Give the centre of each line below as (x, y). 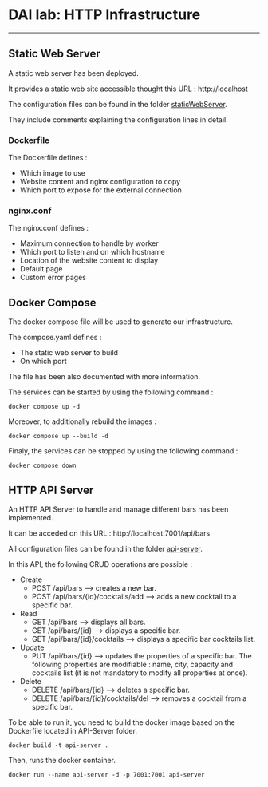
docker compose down (43, 466)
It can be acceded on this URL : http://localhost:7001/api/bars (109, 533)
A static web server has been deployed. (74, 73)
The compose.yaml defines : (55, 338)
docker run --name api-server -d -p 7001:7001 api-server (106, 775)
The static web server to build (69, 353)
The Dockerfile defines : (48, 158)
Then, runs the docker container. (62, 760)
